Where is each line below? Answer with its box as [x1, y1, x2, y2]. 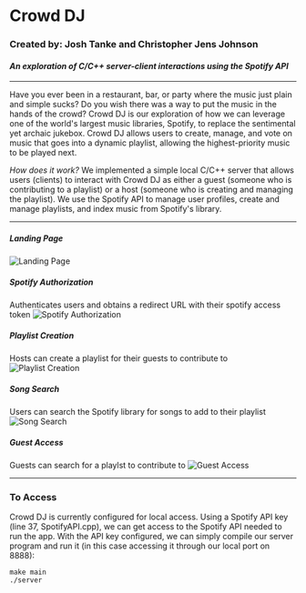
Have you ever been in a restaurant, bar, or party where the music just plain [9, 89, 293, 100]
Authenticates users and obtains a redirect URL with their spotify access [9, 299, 280, 310]
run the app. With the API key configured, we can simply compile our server [9, 531, 294, 542]
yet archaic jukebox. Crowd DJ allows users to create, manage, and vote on [9, 128, 293, 139]
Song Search [9, 383, 60, 394]
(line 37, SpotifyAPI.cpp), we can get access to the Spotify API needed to [9, 521, 282, 532]
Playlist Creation [9, 329, 75, 341]
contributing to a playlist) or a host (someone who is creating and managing [9, 184, 294, 196]
